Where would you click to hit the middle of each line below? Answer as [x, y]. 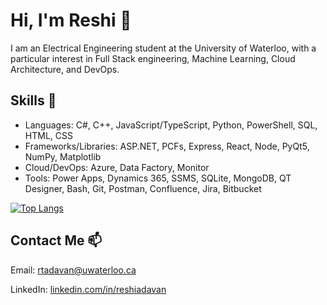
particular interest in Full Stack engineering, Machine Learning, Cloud [153, 58]
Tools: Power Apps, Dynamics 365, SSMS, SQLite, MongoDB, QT [158, 178]
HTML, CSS [48, 135]
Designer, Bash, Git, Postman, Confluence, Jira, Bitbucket [143, 188]
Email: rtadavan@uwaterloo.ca [73, 270]
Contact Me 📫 [56, 240]
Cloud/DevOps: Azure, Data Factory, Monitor [117, 167]
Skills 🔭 [33, 100]
